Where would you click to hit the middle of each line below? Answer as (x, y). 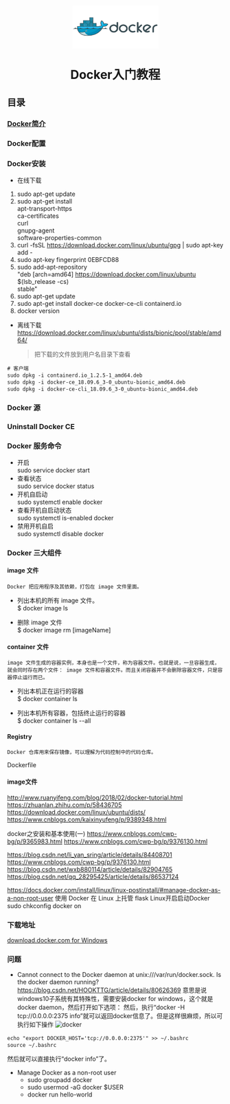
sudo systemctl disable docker (60, 533)
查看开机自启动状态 (44, 510)
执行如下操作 (35, 1025)
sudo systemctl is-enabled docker (65, 518)
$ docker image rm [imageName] (64, 630)
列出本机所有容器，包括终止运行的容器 (71, 713)
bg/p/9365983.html (35, 841)
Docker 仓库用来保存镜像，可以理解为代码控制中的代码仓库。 (82, 752)
